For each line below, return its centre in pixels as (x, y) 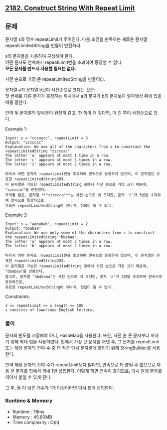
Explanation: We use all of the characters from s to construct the (78, 147)
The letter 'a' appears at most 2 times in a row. (59, 242)
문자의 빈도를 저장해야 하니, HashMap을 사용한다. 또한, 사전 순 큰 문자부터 (77, 335)
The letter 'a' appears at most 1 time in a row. (58, 156)
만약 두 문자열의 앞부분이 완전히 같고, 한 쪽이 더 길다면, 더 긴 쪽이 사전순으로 (79, 113)
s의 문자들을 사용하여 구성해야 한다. (40, 56)
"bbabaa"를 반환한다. (25, 272)
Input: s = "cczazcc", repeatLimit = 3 (47, 138)
